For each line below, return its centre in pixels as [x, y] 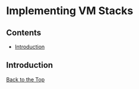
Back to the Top [26, 79]
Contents [24, 33]
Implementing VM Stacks [70, 11]
